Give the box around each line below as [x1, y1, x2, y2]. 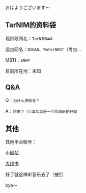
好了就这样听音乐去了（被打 [5, 172, 64, 178]
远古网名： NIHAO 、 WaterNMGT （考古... [5, 46, 81, 52]
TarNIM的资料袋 [5, 21, 56, 30]
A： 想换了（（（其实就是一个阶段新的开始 [5, 108, 77, 114]
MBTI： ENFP [5, 57, 30, 63]
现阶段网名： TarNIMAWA [5, 35, 53, 41]
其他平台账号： [5, 139, 37, 145]
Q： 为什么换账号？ [5, 97, 40, 103]
